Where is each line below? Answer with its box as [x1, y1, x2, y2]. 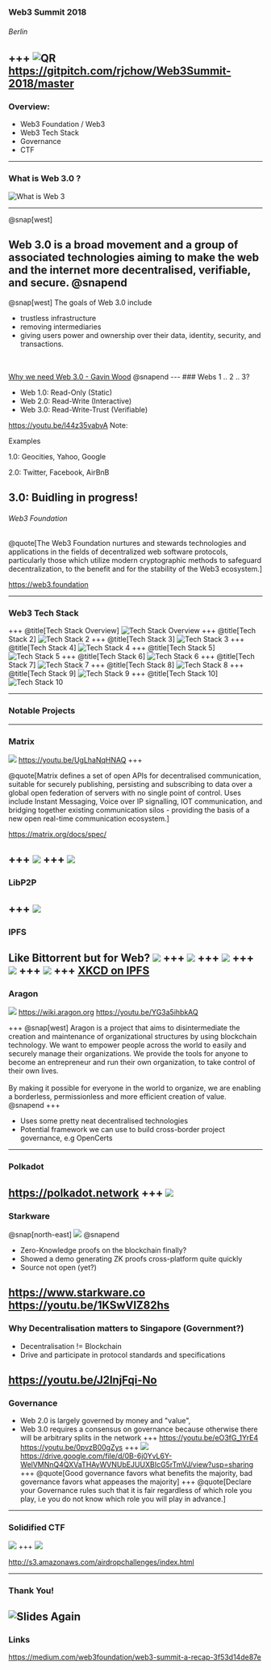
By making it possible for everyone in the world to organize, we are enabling [8, 1083, 261, 1093]
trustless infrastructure [19, 313, 97, 323]
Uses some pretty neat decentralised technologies [19, 1116, 188, 1126]
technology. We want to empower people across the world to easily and [8, 1040, 247, 1050]
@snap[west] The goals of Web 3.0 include [8, 298, 152, 307]
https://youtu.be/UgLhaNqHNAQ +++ [18, 755, 143, 765]
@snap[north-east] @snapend [8, 1229, 119, 1239]
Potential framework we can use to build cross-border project [19, 1125, 226, 1135]
